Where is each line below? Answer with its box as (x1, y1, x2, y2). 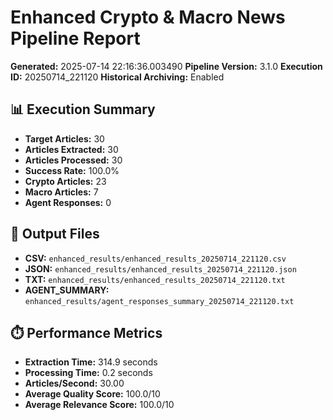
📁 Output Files (10, 226, 100, 243)
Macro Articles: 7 (24, 186, 99, 198)
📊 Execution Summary (10, 101, 156, 118)
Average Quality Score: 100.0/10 (24, 388, 161, 400)
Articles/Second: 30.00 (24, 377, 125, 390)
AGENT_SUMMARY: (24, 284, 110, 296)
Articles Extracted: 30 (24, 143, 119, 155)
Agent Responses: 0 (24, 196, 112, 208)
